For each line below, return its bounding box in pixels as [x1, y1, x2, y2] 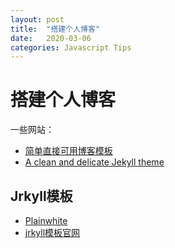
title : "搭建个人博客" [10, 24, 100, 34]
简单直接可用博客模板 [24, 145, 113, 157]
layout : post [10, 14, 65, 25]
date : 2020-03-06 [10, 33, 92, 43]
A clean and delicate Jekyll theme [24, 156, 165, 168]
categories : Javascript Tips [10, 42, 132, 53]
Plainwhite [24, 215, 68, 226]
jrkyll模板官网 [24, 227, 81, 238]
